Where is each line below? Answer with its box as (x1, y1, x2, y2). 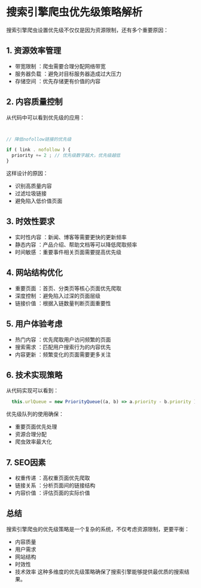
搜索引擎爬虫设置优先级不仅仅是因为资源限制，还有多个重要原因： (6, 26, 169, 33)
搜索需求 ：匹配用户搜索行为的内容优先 (14, 343, 111, 351)
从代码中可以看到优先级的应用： (6, 114, 85, 121)
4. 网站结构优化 (6, 267, 63, 278)
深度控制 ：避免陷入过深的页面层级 (14, 292, 100, 299)
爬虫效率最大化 (14, 438, 52, 446)
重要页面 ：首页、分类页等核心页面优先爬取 (14, 285, 121, 292)
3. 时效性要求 (6, 217, 55, 227)
